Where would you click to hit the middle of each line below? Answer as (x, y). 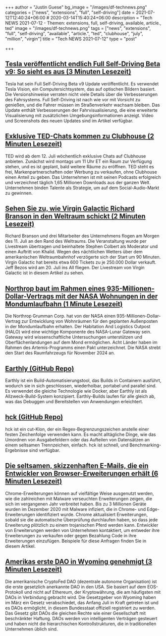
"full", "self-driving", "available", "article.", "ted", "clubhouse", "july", (74, 34)
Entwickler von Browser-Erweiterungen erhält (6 (82, 474)
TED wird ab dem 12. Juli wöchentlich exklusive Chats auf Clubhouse (76, 156)
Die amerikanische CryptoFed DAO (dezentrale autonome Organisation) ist (81, 581)
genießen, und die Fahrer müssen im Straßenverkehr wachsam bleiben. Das (83, 105)
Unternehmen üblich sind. (31, 629)
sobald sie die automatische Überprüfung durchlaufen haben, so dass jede (82, 520)
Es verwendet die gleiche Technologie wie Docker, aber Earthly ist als (76, 391)
